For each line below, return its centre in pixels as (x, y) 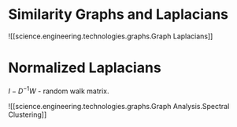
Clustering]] (28, 114)
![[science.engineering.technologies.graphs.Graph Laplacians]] (111, 36)
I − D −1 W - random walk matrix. (59, 90)
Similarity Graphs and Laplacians (119, 15)
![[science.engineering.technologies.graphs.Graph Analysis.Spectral (119, 106)
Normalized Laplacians (85, 68)
